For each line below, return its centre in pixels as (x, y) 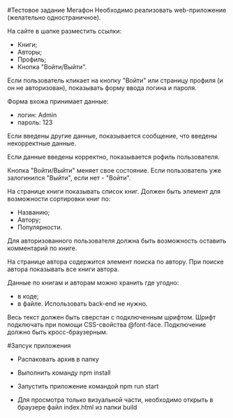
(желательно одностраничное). (54, 17)
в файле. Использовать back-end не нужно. (82, 304)
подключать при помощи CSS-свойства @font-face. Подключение (107, 325)
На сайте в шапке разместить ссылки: (65, 31)
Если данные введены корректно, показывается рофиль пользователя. (113, 157)
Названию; (33, 212)
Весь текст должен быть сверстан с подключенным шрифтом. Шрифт (112, 317)
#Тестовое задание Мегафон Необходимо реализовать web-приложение (117, 10)
